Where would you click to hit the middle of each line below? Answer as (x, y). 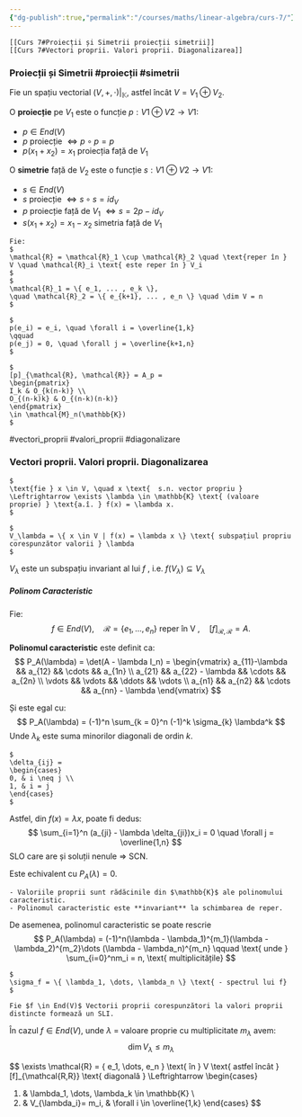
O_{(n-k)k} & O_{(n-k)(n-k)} (64, 398)
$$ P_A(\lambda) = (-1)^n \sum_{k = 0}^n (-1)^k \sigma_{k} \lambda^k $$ (151, 722)
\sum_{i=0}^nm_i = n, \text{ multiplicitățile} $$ (151, 958)
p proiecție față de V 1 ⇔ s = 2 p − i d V (93, 212)
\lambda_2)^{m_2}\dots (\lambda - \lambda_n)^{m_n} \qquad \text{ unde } (151, 948)
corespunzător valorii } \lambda (72, 544)
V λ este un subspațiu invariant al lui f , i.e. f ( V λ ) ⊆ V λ (107, 569)
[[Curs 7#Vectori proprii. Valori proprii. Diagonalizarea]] (126, 50)
